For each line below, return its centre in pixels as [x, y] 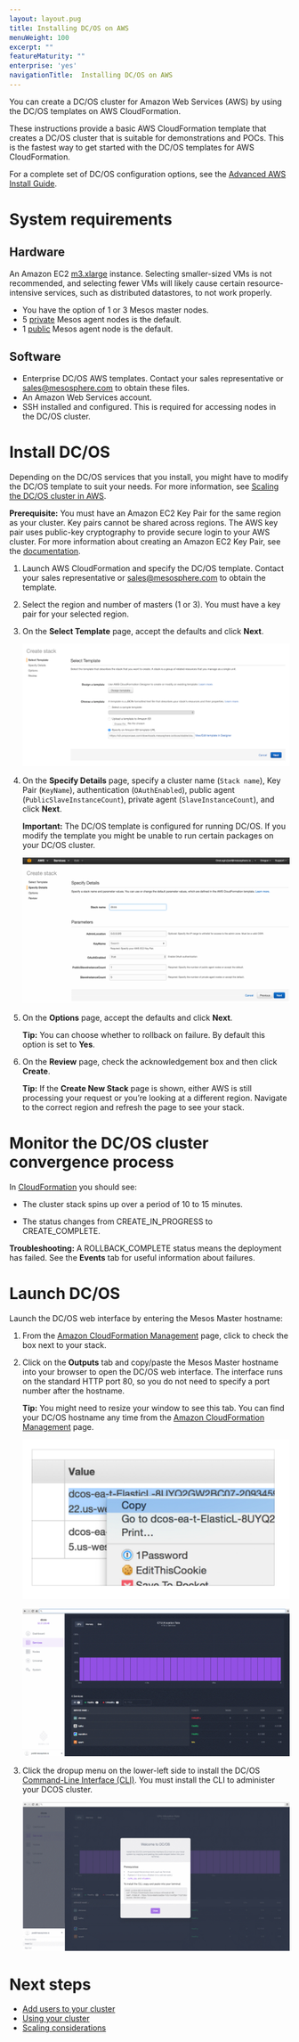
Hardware [37, 253]
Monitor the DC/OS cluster [109, 1143]
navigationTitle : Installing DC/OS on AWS [91, 76]
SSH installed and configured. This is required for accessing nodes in [149, 406]
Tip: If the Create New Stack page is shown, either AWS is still [137, 1088]
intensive [26, 292]
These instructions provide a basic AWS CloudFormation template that [138, 128]
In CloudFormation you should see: [73, 1187]
